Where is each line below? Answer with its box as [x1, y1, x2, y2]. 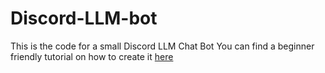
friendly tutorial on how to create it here [10, 50, 174, 62]
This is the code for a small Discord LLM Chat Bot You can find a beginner [10, 40, 315, 52]
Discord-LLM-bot [10, 7, 158, 30]
